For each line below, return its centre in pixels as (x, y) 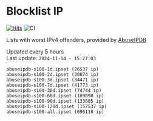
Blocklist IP (35, 11)
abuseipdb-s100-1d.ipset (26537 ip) (53, 69)
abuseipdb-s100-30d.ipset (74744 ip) (54, 90)
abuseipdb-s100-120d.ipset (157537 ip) (57, 106)
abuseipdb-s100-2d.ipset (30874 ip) (53, 74)
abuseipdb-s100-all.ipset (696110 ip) (55, 112)
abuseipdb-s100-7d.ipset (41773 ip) (53, 85)
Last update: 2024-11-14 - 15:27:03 (51, 58)
